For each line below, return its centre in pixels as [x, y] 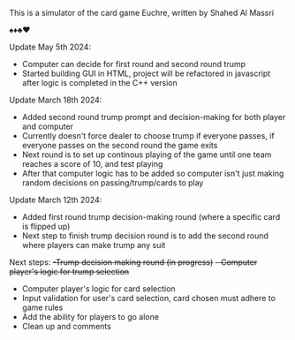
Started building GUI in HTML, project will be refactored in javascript [146, 73]
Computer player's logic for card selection [98, 289]
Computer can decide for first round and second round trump [133, 64]
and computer [47, 126]
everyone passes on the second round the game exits [120, 145]
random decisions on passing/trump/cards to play [113, 183]
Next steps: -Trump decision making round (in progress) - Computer [133, 262]
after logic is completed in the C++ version [100, 83]
